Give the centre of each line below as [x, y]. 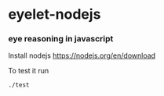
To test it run [29, 71]
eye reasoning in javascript [61, 39]
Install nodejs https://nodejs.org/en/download [82, 55]
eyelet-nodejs [55, 14]
